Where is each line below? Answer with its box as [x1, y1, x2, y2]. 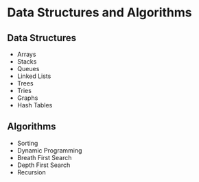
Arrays [16, 50, 36, 58]
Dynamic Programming [16, 146, 82, 155]
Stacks [16, 57, 37, 66]
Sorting [16, 139, 38, 147]
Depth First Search [16, 161, 71, 169]
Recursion [16, 168, 46, 176]
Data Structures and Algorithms [7, 5, 192, 21]
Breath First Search [16, 153, 72, 161]
